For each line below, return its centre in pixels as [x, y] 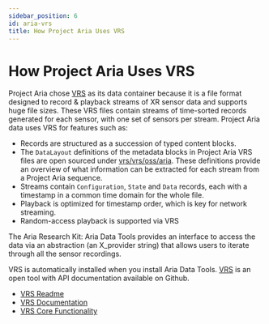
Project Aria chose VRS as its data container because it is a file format [125, 93]
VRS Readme [42, 294]
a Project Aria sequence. [61, 178]
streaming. [38, 212]
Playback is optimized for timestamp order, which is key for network [133, 204]
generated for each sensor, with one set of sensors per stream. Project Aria [134, 119]
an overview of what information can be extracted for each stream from [139, 169]
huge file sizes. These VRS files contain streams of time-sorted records [128, 111]
